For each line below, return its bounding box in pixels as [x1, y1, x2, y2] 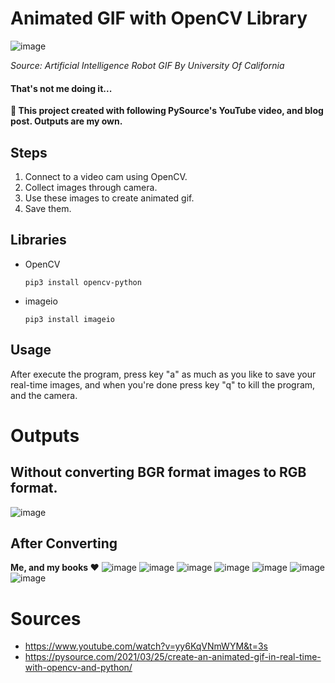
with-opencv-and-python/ [24, 662, 133, 674]
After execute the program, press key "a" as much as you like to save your [10, 368, 317, 380]
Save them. [24, 202, 72, 214]
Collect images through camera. [24, 181, 158, 193]
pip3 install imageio [24, 314, 115, 324]
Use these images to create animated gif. [24, 192, 195, 204]
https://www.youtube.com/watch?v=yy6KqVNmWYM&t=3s [24, 640, 268, 652]
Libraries [10, 232, 67, 249]
